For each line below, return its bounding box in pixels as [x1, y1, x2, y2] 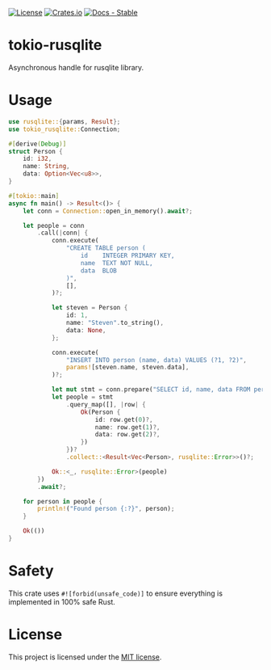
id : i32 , [23, 154, 52, 163]
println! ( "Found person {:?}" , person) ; [37, 505, 175, 513]
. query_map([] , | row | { [65, 400, 147, 408]
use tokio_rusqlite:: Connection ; [8, 125, 121, 133]
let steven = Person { [51, 304, 128, 312]
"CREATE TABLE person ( [65, 244, 147, 252]
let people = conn [23, 221, 85, 230]
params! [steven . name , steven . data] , [65, 364, 190, 372]
